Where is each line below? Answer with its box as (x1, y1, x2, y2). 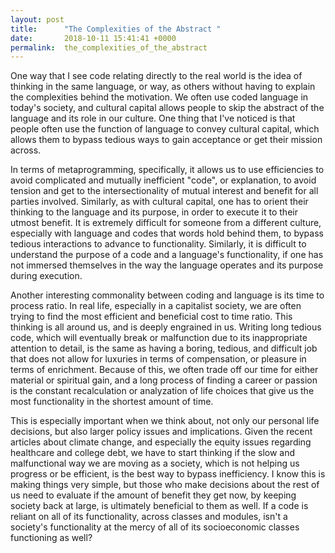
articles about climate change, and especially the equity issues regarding (10, 436, 312, 448)
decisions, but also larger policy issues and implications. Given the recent (10, 426, 313, 438)
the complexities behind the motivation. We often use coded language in (10, 91, 309, 103)
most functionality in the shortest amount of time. (10, 396, 214, 408)
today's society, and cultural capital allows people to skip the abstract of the (10, 102, 325, 114)
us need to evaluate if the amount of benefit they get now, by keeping (10, 489, 297, 501)
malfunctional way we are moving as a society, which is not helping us (10, 457, 300, 470)
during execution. (10, 270, 83, 282)
